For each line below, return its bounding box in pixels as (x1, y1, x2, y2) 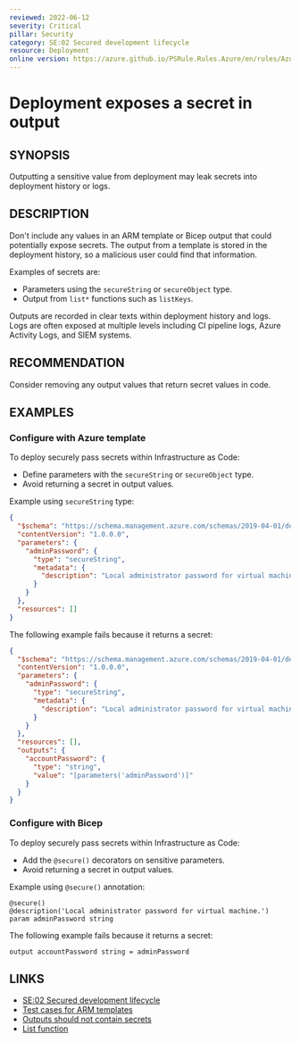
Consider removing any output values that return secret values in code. (9, 379, 271, 389)
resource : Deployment (9, 46, 90, 55)
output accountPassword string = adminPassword (9, 947, 190, 956)
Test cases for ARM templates (21, 1004, 133, 1015)
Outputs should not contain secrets (21, 1014, 152, 1025)
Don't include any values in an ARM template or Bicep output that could (9, 229, 272, 241)
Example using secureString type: (9, 496, 135, 507)
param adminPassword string (9, 914, 114, 923)
